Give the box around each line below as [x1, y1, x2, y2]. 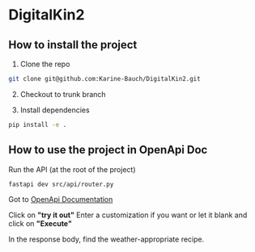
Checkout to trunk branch [19, 89, 107, 99]
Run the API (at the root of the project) [8, 164, 136, 174]
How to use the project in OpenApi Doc [8, 143, 208, 157]
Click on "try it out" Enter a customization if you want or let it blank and [8, 210, 248, 220]
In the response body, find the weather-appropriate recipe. [8, 234, 205, 244]
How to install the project [8, 38, 138, 52]
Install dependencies [19, 105, 91, 115]
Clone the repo [19, 59, 70, 69]
